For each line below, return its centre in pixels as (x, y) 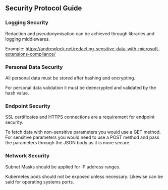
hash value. (17, 93)
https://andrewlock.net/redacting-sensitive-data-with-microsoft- (93, 49)
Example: (15, 49)
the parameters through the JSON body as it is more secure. (68, 143)
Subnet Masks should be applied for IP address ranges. (63, 167)
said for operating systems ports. (40, 182)
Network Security (27, 156)
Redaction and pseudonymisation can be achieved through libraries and (80, 33)
